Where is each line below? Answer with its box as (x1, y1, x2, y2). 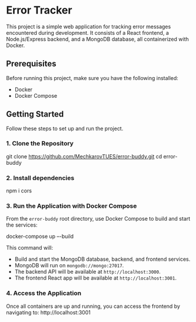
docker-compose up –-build (6, 233, 74, 240)
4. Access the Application (6, 289, 81, 297)
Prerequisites (6, 59, 57, 69)
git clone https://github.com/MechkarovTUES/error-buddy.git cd (6, 152, 162, 160)
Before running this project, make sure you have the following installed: (6, 74, 178, 81)
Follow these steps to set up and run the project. (6, 125, 124, 132)
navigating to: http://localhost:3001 (6, 308, 91, 316)
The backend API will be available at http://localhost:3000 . (14, 268, 161, 275)
